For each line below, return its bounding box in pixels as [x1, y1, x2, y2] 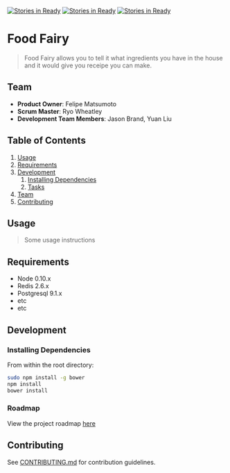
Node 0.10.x [17, 274, 51, 283]
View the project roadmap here [7, 419, 96, 427]
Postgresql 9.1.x [17, 289, 62, 298]
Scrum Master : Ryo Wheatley [17, 107, 103, 115]
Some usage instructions [24, 236, 96, 244]
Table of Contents [7, 135, 87, 147]
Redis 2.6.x [17, 282, 50, 290]
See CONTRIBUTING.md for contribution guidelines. [7, 458, 156, 466]
